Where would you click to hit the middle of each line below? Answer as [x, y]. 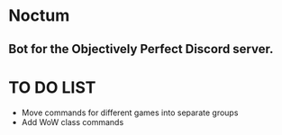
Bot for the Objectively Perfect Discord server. [141, 49]
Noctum [39, 16]
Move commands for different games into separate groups [130, 112]
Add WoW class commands [73, 121]
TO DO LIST [52, 87]
